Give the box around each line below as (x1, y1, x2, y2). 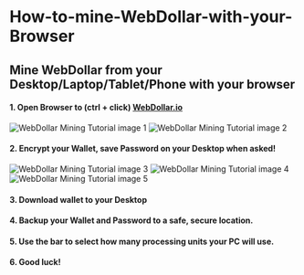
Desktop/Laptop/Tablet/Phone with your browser (9, 76, 296, 92)
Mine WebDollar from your (9, 62, 162, 78)
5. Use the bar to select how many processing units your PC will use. (9, 236, 275, 247)
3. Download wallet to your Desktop (9, 194, 148, 205)
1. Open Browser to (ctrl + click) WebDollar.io (9, 102, 183, 113)
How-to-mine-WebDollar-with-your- (9, 6, 293, 27)
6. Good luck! (9, 257, 61, 268)
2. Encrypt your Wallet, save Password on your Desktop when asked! (9, 143, 277, 154)
